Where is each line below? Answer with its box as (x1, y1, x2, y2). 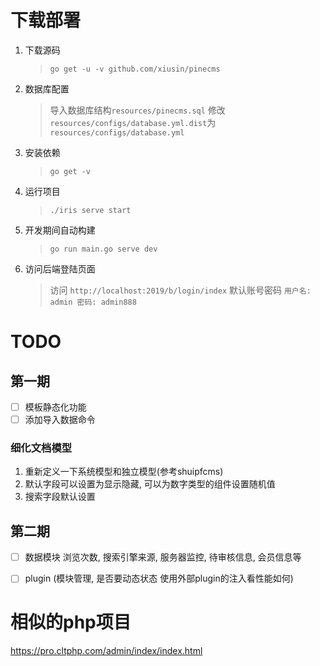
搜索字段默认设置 (24, 491, 96, 503)
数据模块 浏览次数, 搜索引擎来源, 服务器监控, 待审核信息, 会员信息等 (24, 551, 302, 563)
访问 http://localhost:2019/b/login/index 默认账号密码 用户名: (49, 284, 312, 296)
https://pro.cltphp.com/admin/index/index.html (10, 645, 203, 657)
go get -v (49, 166, 92, 176)
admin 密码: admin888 (49, 297, 137, 307)
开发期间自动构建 (24, 224, 96, 236)
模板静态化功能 (24, 401, 87, 413)
